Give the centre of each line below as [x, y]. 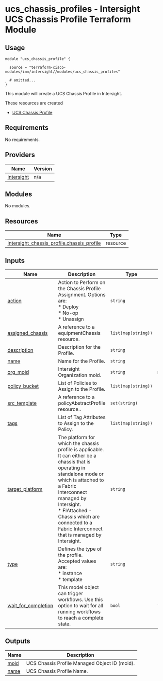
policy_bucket [23, 386]
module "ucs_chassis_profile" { [38, 59]
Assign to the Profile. [82, 389]
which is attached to [81, 480]
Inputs [15, 260]
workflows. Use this [81, 600]
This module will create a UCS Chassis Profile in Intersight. [64, 93]
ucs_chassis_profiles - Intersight [73, 9]
